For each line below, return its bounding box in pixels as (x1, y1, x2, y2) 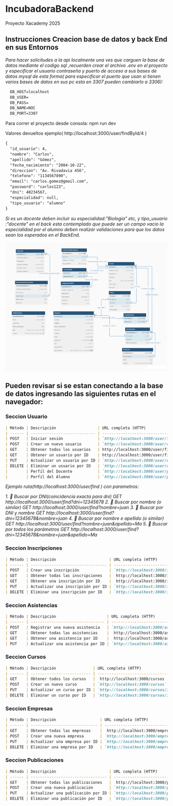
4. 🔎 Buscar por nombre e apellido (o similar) (68, 515, 164, 521)
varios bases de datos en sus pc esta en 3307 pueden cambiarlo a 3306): (5, 78, 163, 85)
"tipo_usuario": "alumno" (10, 200, 66, 206)
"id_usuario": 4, (10, 146, 47, 151)
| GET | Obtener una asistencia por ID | (5, 636, 110, 641)
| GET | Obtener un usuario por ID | (5, 452, 100, 458)
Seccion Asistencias (5, 602, 58, 609)
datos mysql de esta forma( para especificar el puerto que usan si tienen (5, 73, 161, 79)
